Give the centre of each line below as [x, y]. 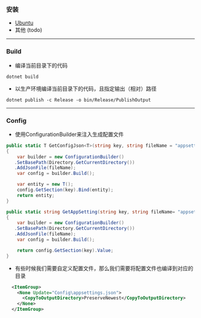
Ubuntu [24, 23]
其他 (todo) [28, 30]
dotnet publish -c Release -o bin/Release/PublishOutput [79, 100]
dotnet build [22, 77]
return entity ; [36, 195]
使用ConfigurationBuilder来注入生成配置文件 [69, 134]
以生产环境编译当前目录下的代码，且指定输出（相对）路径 [86, 89]
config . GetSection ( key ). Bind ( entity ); [65, 190]
